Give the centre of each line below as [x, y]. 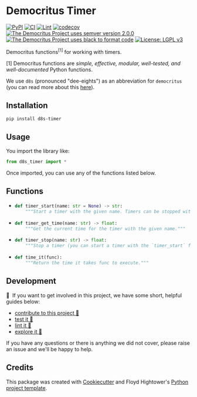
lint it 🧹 [23, 325]
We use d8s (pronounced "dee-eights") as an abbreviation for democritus [94, 81]
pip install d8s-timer [34, 119]
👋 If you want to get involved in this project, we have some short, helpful [94, 295]
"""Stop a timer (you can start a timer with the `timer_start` [106, 246]
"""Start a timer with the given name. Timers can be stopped [103, 211]
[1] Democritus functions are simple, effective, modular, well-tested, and [93, 63]
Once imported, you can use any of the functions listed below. [81, 173]
